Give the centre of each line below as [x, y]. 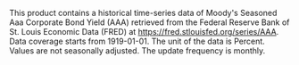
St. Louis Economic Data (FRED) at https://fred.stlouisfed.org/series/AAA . [144, 32]
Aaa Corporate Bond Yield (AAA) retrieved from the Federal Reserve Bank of [149, 22]
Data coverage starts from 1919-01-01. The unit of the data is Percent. [137, 41]
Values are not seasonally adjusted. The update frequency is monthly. [137, 51]
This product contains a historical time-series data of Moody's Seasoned [143, 13]
